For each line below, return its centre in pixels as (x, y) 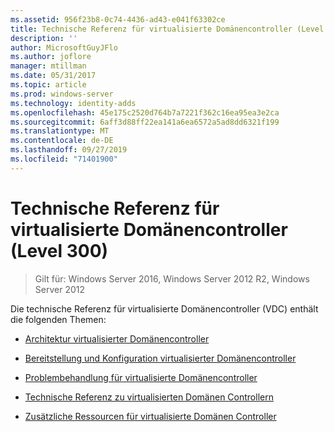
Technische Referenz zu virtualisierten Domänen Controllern (149, 397)
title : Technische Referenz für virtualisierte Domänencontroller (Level (167, 29)
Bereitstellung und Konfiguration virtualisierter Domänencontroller (160, 358)
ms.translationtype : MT (60, 131)
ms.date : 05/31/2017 (53, 76)
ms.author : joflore (51, 57)
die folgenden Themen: (58, 319)
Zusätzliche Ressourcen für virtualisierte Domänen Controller (150, 416)
